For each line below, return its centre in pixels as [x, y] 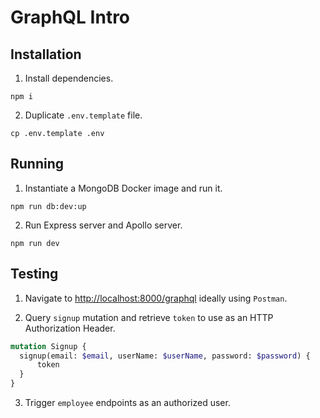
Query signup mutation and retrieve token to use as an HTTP [149, 317]
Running [37, 164]
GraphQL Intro [70, 17]
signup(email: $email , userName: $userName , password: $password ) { [165, 356]
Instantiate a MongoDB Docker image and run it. [123, 188]
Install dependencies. [69, 78]
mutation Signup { [48, 346]
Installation [46, 54]
